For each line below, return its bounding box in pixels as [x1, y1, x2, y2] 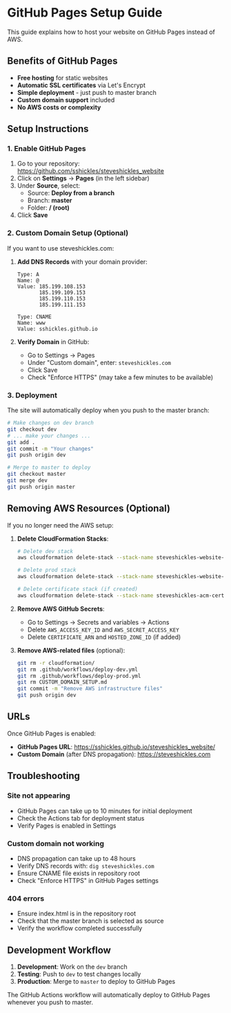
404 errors [7, 893, 45, 903]
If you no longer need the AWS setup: [7, 521, 114, 529]
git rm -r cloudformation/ [17, 659, 95, 666]
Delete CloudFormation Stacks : [17, 535, 109, 543]
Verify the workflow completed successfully [17, 924, 143, 933]
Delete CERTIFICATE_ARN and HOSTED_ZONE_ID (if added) [27, 632, 181, 641]
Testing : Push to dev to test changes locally [17, 970, 141, 978]
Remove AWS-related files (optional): [17, 646, 125, 654]
